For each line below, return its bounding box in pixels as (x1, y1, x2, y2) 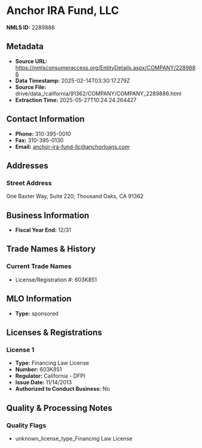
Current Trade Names (6, 262, 72, 271)
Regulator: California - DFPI (15, 372, 85, 380)
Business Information (6, 210, 89, 221)
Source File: (15, 83, 47, 91)
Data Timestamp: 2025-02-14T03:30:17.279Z (15, 77, 130, 84)
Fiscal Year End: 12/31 (15, 226, 71, 234)
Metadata (6, 41, 44, 52)
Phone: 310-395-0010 (15, 130, 71, 137)
